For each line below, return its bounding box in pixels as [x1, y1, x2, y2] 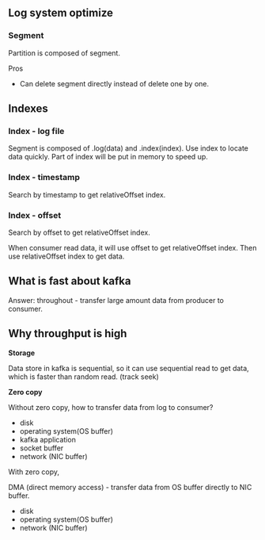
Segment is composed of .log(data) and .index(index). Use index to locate [8, 144, 249, 153]
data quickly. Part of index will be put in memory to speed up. [8, 152, 208, 162]
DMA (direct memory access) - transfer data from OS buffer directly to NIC [8, 482, 252, 492]
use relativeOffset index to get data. [8, 251, 125, 261]
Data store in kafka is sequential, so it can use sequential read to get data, [8, 363, 249, 373]
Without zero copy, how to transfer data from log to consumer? [8, 402, 214, 412]
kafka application [19, 435, 77, 444]
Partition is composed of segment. [8, 48, 121, 58]
